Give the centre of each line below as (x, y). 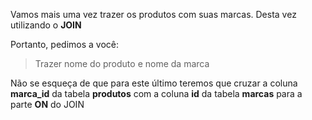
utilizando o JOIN (46, 25)
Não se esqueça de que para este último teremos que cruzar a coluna (154, 83)
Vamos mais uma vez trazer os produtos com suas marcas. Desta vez (153, 14)
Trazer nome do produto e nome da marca (122, 63)
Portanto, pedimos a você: (65, 44)
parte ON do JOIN (47, 104)
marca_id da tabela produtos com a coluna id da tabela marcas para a (156, 93)
